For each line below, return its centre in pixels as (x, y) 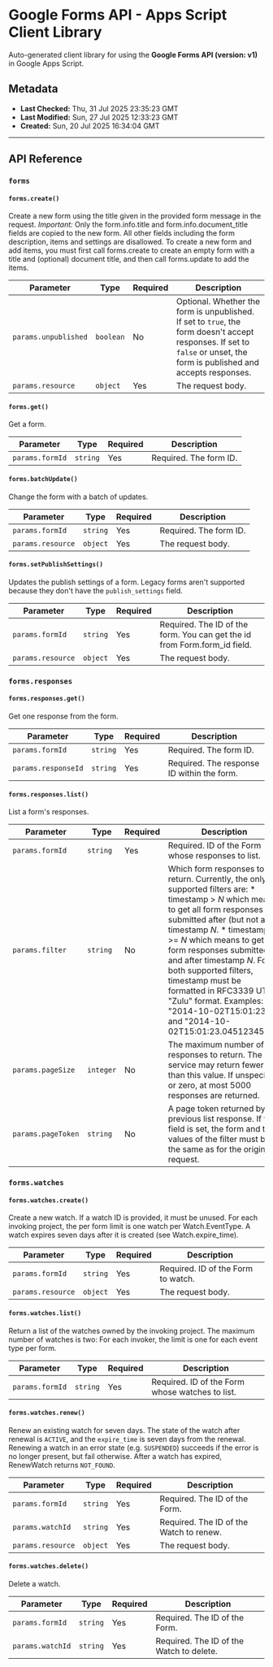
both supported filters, (210, 970)
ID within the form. (203, 773)
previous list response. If (215, 1119)
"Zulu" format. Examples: (216, 1001)
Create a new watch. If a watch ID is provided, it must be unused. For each (133, 1218)
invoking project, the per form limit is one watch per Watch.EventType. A (130, 1226)
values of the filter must (213, 1140)
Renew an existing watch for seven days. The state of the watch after (124, 1430)
